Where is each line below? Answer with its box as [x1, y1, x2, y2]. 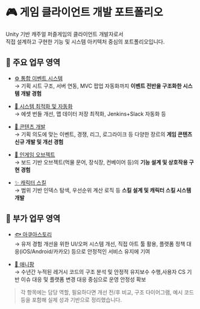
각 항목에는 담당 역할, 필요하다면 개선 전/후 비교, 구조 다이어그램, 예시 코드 [20, 288, 194, 296]
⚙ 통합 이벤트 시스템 [14, 74, 63, 82]
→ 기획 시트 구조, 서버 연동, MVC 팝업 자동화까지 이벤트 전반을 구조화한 [14, 82, 182, 89]
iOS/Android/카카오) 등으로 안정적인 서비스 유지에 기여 [21, 247, 151, 255]
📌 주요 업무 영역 [5, 57, 61, 68]
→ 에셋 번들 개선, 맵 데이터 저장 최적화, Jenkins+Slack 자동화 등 [14, 110, 166, 117]
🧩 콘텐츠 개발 [14, 123, 46, 130]
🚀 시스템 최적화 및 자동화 [14, 102, 73, 109]
